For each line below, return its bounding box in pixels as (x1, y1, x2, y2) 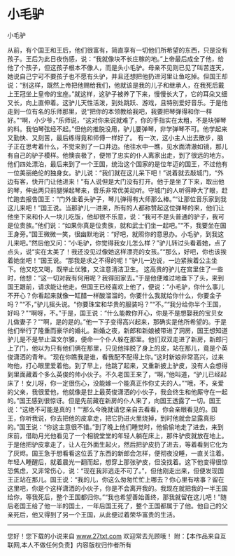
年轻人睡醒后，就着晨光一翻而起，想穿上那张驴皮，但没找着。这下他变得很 (7, 457, 222, 466)
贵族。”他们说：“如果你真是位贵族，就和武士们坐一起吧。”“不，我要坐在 (19, 221, 220, 229)
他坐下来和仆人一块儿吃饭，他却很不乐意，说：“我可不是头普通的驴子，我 (7, 212, 219, 221)
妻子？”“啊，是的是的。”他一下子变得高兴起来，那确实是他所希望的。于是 (19, 317, 227, 326)
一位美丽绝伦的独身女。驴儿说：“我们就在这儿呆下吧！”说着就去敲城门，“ (7, 168, 218, 177)
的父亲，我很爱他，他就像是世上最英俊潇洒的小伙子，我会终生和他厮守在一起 (7, 387, 228, 396)
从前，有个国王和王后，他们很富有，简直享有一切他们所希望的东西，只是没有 (7, 46, 228, 54)
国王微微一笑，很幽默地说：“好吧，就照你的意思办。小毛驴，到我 (31, 229, 218, 238)
